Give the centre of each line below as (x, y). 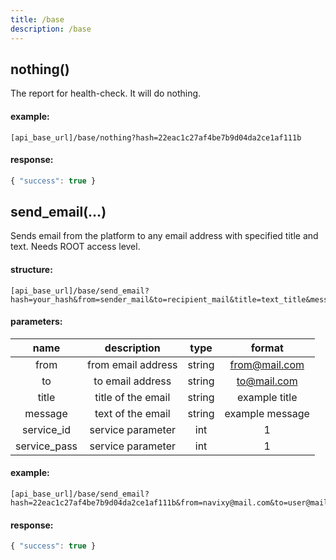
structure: (31, 269)
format (267, 348)
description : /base (51, 29)
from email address (132, 364)
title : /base (37, 19)
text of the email (132, 413)
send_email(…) (58, 211)
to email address (132, 381)
